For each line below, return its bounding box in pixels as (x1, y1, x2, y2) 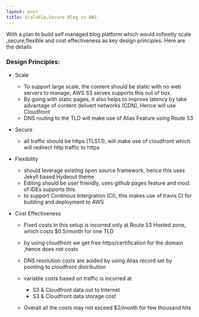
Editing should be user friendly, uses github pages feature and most (23, 179, 190, 186)
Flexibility (14, 155, 39, 162)
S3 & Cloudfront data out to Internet (32, 286, 121, 293)
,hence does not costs (23, 245, 78, 252)
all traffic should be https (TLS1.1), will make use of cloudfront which (23, 137, 191, 144)
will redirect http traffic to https (23, 144, 100, 151)
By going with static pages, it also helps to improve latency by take (23, 96, 187, 103)
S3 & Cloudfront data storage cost (32, 292, 116, 300)
